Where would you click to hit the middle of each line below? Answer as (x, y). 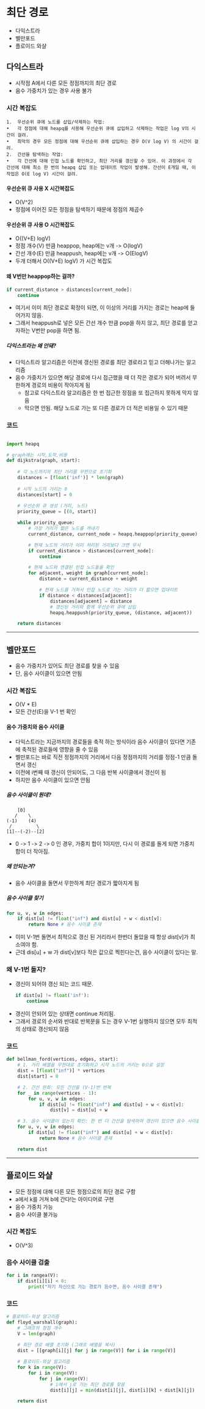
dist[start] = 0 (38, 1077)
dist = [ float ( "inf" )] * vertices (61, 1071)
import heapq (23, 444)
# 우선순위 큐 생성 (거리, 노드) (53, 506)
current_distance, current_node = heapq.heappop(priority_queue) (113, 534)
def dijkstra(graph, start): (43, 461)
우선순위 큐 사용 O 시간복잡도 (41, 224)
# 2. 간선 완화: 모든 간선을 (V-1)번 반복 (64, 1087)
